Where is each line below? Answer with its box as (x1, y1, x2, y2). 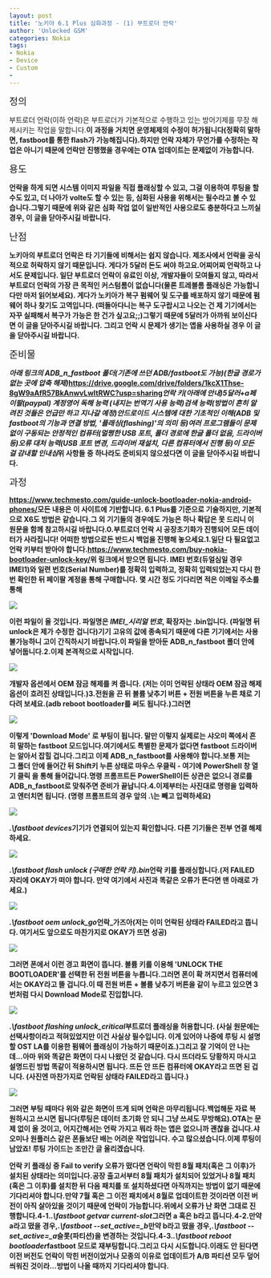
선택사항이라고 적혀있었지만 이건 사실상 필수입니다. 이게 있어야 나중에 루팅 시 (9, 1031, 247, 1041)
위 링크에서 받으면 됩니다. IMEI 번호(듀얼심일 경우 (90, 554, 243, 564)
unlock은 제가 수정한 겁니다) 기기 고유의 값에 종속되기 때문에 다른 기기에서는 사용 (9, 626, 259, 636)
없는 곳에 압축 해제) (9, 378, 69, 387)
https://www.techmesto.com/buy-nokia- (87, 544, 228, 554)
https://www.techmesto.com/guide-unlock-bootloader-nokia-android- (9, 495, 252, 504)
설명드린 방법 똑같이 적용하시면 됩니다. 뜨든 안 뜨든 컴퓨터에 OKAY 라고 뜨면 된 (9, 1062, 251, 1071)
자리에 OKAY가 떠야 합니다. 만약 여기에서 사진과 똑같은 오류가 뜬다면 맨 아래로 (9, 875, 251, 884)
